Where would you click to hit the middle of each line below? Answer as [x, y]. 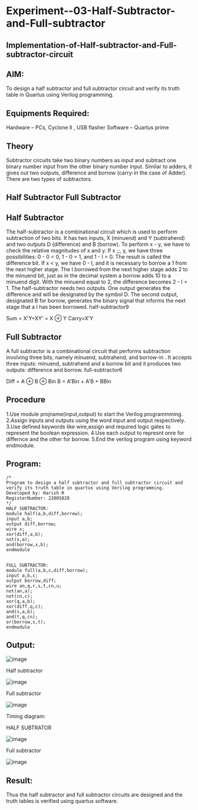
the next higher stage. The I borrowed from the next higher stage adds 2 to [97, 269]
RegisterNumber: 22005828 [38, 498]
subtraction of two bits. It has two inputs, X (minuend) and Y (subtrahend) [96, 238]
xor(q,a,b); [21, 601]
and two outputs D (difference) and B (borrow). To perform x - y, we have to [98, 244]
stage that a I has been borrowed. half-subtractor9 [67, 307]
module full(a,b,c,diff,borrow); [47, 570]
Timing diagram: [26, 716]
